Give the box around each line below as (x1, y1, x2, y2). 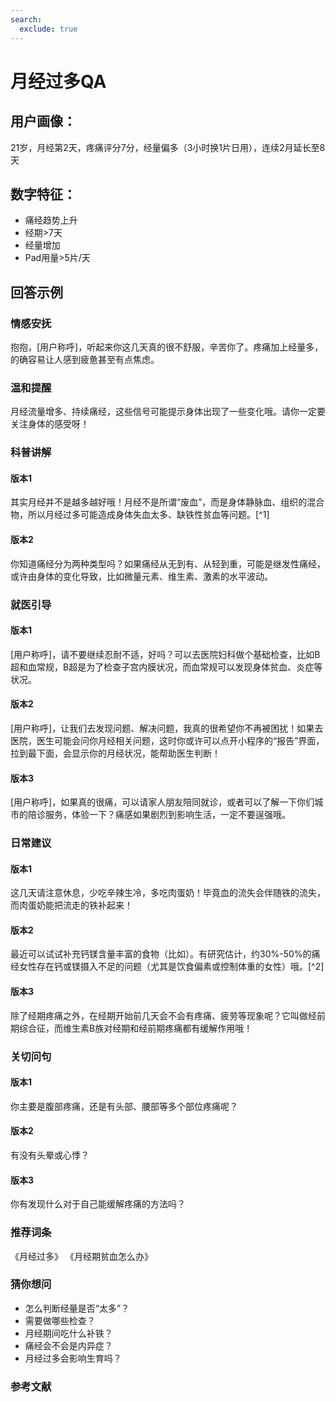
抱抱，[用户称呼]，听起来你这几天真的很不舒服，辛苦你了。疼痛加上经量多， (10, 341, 324, 353)
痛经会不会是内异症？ (24, 1339, 113, 1351)
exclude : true (19, 24, 78, 34)
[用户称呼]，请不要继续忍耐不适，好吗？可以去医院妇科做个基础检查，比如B (10, 648, 321, 660)
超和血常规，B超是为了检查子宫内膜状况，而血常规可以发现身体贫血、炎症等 (10, 661, 323, 673)
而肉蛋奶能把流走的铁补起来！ (10, 899, 133, 911)
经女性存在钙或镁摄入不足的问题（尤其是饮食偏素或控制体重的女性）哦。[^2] (10, 961, 325, 973)
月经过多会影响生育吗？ (24, 1352, 122, 1364)
